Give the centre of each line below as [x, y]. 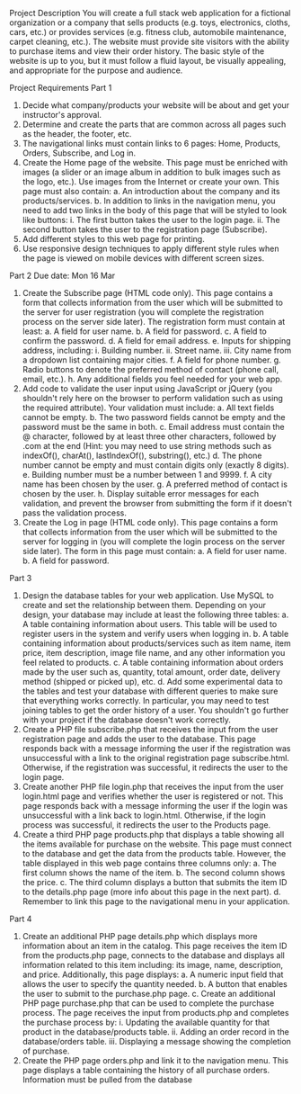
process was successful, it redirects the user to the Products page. [146, 825]
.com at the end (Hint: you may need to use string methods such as [147, 446]
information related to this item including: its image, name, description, [153, 965]
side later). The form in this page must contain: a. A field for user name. [155, 551]
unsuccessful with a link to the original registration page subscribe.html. [156, 758]
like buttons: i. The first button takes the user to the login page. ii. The [151, 220]
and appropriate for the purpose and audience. [96, 70]
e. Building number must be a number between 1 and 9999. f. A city [147, 475]
